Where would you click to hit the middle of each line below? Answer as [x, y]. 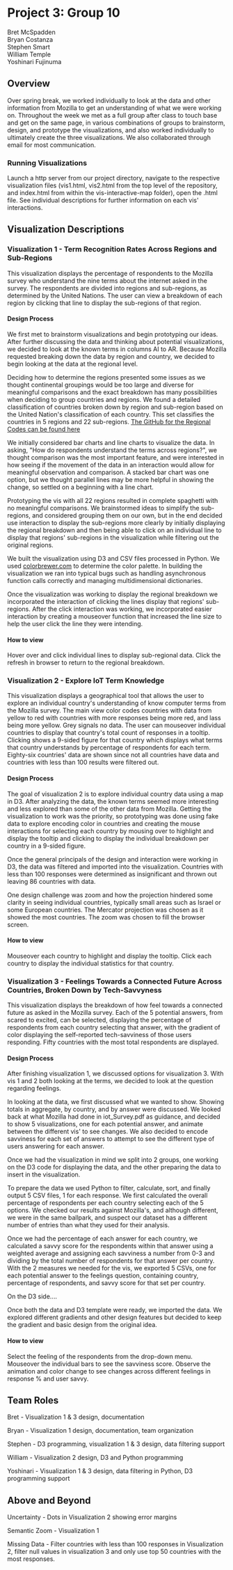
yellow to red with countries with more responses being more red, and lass [114, 718]
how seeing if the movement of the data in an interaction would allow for [111, 465]
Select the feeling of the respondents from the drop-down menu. [100, 1356]
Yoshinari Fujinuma [34, 61]
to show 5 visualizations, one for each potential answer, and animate [105, 1124]
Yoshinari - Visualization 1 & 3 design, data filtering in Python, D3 [100, 1471]
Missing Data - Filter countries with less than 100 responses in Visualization [115, 1544]
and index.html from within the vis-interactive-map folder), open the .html [112, 193]
